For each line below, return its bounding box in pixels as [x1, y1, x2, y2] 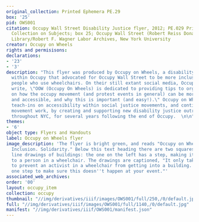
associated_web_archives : [6, 174, 70, 180]
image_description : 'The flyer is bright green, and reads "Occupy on [6, 140, 184, 147]
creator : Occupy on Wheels [6, 42, 73, 48]
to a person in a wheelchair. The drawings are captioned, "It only [11, 157, 184, 163]
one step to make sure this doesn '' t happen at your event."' [11, 168, 168, 175]
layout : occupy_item [6, 185, 57, 191]
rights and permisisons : [6, 47, 68, 53]
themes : [6, 119, 25, 125]
